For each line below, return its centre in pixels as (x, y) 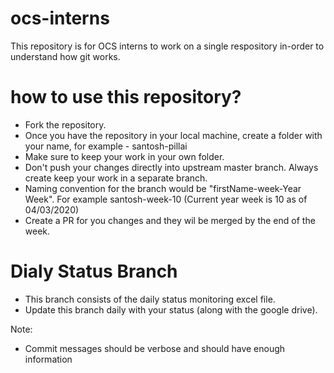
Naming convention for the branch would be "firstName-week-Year (163, 188)
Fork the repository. (65, 124)
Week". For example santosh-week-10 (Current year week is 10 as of (166, 199)
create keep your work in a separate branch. (116, 178)
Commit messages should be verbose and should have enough (155, 348)
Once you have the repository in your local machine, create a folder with (173, 135)
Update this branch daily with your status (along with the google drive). (171, 309)
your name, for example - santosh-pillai (106, 146)
